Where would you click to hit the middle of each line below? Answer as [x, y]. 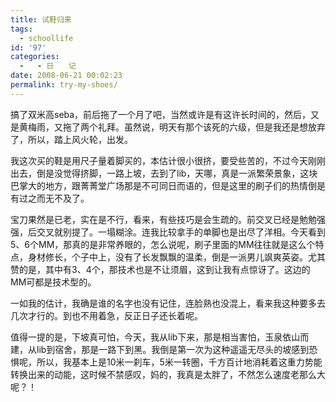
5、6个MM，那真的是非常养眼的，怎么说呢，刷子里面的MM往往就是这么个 [163, 244]
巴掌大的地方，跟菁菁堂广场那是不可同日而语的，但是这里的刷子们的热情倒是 [168, 185]
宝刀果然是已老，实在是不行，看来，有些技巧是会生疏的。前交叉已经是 [155, 219]
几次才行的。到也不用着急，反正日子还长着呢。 [106, 315]
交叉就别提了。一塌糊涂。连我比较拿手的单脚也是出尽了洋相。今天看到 [181, 232]
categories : [35, 57]
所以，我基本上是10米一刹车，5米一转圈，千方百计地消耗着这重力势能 [179, 362]
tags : [21, 29]
